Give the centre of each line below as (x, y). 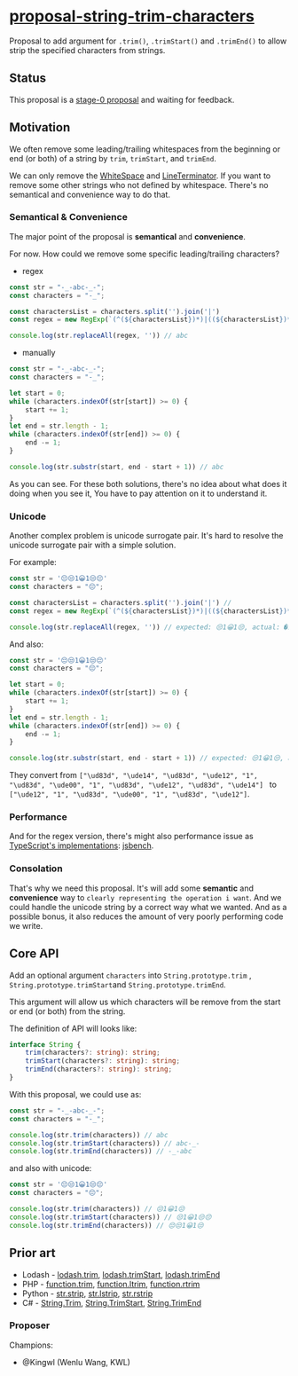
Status (28, 79)
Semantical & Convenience (69, 217)
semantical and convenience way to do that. (90, 194)
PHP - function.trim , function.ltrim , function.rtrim (111, 1284)
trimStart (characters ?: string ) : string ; (102, 1061)
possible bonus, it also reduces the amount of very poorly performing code (146, 916)
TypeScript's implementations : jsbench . (82, 845)
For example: (33, 562)
